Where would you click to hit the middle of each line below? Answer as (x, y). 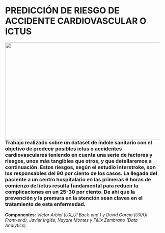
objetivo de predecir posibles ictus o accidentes (64, 149)
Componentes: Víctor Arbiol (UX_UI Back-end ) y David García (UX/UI (76, 215)
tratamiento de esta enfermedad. (45, 204)
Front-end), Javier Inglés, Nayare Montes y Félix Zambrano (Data (71, 220)
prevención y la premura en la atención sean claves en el (74, 198)
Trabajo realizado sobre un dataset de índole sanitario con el (79, 142)
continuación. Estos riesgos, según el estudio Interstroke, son (81, 167)
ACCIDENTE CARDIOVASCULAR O (76, 21)
